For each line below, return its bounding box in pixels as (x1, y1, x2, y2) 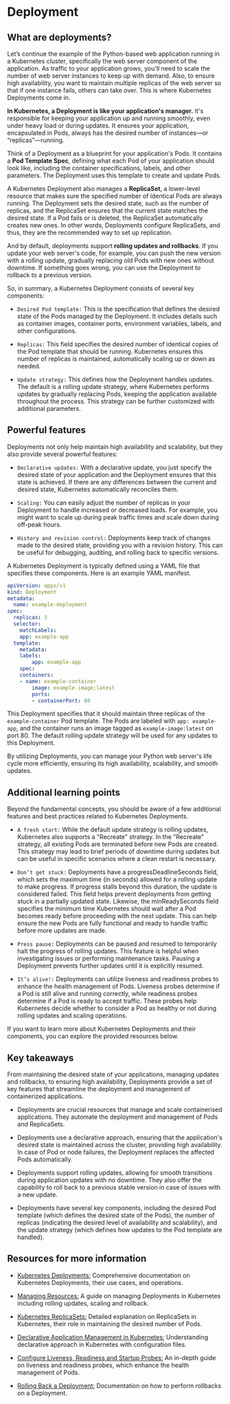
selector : (13, 621, 41, 627)
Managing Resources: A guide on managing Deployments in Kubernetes (16, 1291, 221, 1300)
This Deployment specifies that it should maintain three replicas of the (7, 709, 205, 718)
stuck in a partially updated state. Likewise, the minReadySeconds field (16, 898, 219, 906)
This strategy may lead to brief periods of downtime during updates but (16, 847, 220, 856)
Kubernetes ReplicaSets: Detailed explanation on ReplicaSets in (16, 1312, 197, 1320)
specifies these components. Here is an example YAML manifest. (7, 568, 191, 577)
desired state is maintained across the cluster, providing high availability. (16, 1141, 222, 1149)
